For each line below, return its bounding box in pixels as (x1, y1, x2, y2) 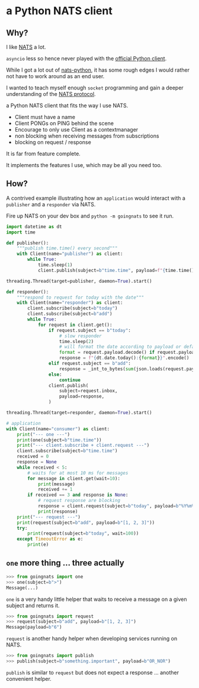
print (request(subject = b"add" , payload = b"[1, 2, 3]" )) (17, 520, 155, 526)
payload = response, (59, 393, 105, 399)
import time (6, 229, 36, 235)
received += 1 (37, 487, 73, 492)
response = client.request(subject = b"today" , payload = (37, 503, 176, 509)
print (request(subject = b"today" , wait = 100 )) (27, 530, 139, 537)
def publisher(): (6, 240, 49, 246)
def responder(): (6, 289, 49, 295)
